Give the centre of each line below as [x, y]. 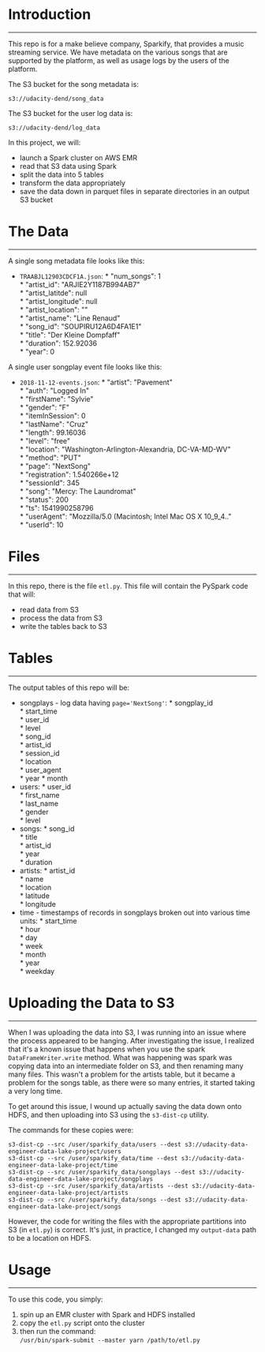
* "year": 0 [37, 351]
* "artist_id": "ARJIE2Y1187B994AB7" [80, 284]
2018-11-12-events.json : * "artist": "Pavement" [96, 382]
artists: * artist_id [47, 871]
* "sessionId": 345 [50, 482]
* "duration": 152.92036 [58, 343]
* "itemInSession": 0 [52, 415]
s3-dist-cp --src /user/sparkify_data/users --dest [95, 1144]
